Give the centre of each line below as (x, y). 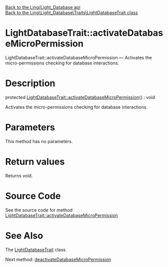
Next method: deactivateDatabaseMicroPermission (58, 259)
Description (30, 83)
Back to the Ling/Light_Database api (43, 7)
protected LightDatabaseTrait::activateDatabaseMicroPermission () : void (80, 97)
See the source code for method (39, 210)
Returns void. (19, 175)
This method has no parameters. (39, 141)
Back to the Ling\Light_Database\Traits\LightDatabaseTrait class (72, 13)
